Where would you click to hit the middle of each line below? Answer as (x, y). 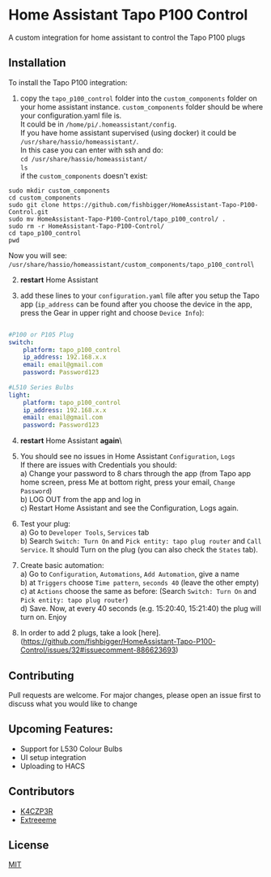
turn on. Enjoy (43, 617)
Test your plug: (45, 524)
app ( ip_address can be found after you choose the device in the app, (136, 304)
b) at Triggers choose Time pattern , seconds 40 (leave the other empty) (140, 583)
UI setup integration (53, 757)
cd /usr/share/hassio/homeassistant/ (84, 159)
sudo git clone (34, 204)
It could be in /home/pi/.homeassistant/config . (98, 124)
